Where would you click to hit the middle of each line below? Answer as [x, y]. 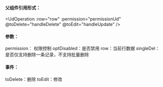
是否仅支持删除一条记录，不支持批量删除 [47, 54]
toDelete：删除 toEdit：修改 [34, 79]
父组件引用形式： [23, 7]
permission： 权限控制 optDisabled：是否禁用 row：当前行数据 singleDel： [83, 48]
